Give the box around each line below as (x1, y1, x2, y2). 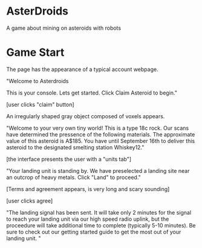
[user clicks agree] (6, 197, 53, 204)
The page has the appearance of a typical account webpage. (6, 65, 158, 73)
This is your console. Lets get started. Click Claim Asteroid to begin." (6, 89, 177, 96)
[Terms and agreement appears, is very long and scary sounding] (6, 185, 170, 192)
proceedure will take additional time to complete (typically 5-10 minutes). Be (6, 221, 196, 229)
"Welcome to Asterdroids (6, 77, 69, 84)
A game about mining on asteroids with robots (6, 24, 122, 32)
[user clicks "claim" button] (6, 101, 74, 108)
